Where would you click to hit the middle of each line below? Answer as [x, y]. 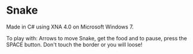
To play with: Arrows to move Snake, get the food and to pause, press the [96, 38]
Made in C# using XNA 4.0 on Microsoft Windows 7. [70, 27]
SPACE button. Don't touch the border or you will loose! [74, 45]
